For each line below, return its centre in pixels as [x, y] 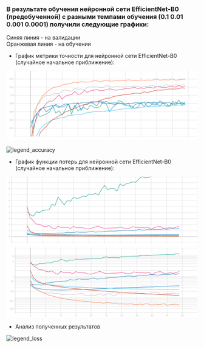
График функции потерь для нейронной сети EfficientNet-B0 [93, 162]
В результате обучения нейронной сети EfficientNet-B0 [93, 9]
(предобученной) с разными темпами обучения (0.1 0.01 [95, 16]
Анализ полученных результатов [57, 326]
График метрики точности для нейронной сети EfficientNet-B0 [96, 56]
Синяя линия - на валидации [43, 38]
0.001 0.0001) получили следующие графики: [78, 24]
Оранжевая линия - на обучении [49, 44]
